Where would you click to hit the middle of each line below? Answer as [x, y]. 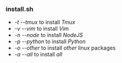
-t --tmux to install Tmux [45, 22]
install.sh [20, 9]
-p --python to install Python [50, 42]
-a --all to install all [38, 55]
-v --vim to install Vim [41, 28]
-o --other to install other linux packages [65, 48]
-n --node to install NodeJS [49, 35]
